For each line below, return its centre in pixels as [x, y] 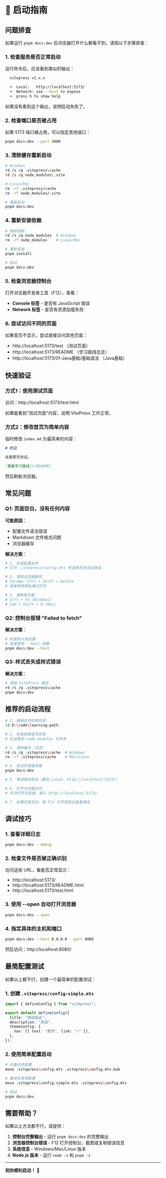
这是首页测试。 [18, 457]
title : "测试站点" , [28, 1017]
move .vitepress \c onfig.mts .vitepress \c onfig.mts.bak [63, 1069]
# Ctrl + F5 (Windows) [28, 600]
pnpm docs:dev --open [27, 915]
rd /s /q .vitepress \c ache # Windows [45, 752]
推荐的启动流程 [28, 709]
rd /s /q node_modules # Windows [41, 236]
